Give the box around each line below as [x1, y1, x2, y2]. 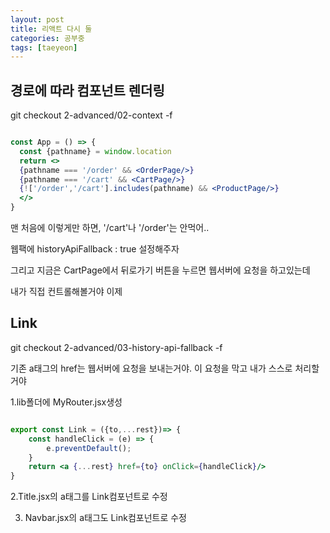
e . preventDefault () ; [46, 443, 132, 453]
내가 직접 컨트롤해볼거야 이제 [10, 286, 123, 298]
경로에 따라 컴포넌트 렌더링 [10, 82, 165, 99]
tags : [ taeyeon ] [10, 42, 78, 53]
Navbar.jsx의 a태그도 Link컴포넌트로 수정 [24, 512, 187, 524]
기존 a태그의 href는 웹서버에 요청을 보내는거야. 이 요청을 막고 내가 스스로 [10, 362, 293, 374]
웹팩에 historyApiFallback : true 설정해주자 [10, 243, 180, 255]
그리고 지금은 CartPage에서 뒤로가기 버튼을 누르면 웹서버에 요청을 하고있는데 [10, 264, 311, 276]
